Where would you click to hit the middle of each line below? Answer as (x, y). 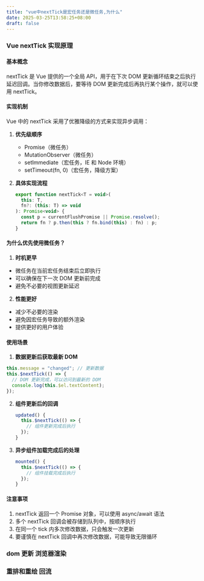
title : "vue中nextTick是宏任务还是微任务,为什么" (65, 12)
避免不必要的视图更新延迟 (47, 286)
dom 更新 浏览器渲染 (37, 554)
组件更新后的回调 (37, 404)
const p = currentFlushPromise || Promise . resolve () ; (90, 217)
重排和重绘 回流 (29, 572)
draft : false (23, 23)
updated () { (30, 415)
